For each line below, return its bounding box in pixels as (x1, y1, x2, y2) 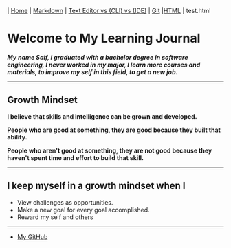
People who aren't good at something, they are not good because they (7, 146, 212, 155)
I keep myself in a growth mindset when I (7, 180, 186, 192)
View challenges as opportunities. (16, 198, 113, 206)
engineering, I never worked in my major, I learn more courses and (7, 60, 201, 69)
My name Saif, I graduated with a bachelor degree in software (7, 53, 188, 61)
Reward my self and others (16, 213, 94, 221)
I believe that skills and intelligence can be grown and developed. (7, 112, 197, 120)
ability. (7, 133, 27, 141)
